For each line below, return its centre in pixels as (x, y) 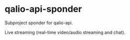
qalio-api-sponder (43, 9)
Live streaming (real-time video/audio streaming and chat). (65, 32)
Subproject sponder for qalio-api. (39, 23)
